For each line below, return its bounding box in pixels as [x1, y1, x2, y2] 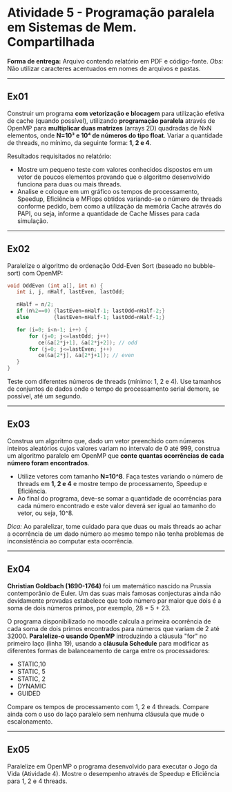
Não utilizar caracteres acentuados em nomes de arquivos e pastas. [7, 64, 202, 73]
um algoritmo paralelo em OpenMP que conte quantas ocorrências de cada [7, 451, 224, 460]
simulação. [17, 216, 48, 225]
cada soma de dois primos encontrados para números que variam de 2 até [7, 624, 220, 632]
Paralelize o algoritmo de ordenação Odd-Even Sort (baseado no [7, 261, 192, 270]
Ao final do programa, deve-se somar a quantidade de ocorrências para [17, 494, 222, 502]
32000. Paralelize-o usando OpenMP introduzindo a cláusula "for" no [7, 632, 207, 640]
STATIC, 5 [17, 667, 46, 675]
